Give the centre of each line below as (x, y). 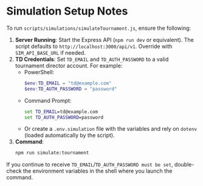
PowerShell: (39, 72)
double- (184, 165)
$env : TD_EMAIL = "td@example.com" (68, 83)
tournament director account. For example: (69, 66)
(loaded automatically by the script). (69, 136)
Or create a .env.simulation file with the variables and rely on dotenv (111, 129)
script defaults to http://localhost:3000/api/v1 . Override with (94, 46)
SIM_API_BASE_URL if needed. (50, 52)
